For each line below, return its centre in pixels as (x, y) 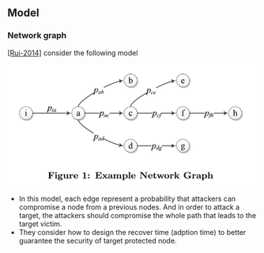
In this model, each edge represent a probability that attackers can (127, 199)
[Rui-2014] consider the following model (73, 53)
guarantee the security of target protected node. (98, 241)
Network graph (37, 36)
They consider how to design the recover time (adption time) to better (132, 232)
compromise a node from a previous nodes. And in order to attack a (129, 207)
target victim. (40, 224)
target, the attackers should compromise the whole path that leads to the (138, 216)
